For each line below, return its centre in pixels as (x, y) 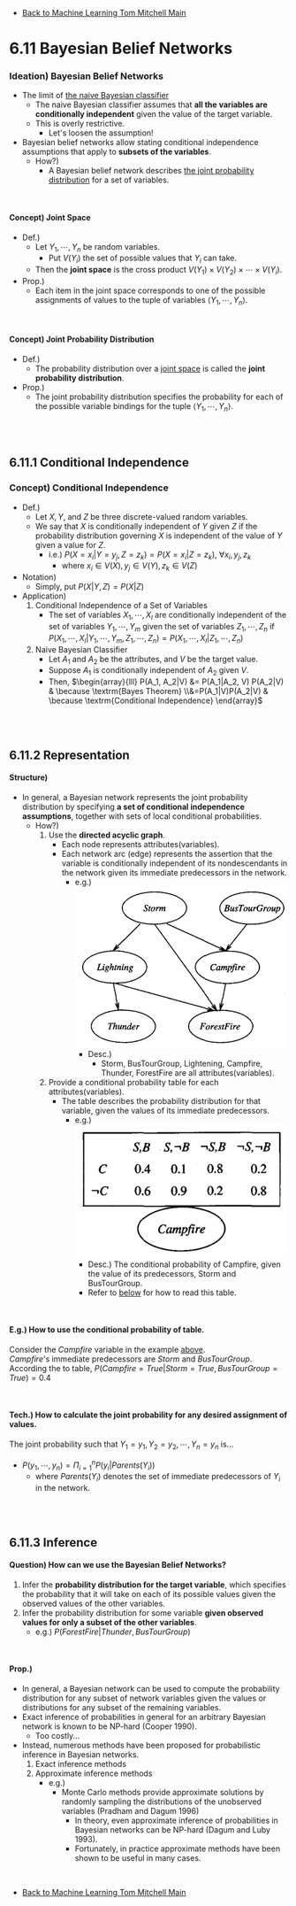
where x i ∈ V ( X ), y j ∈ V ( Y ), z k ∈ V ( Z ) (129, 567)
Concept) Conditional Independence (89, 488)
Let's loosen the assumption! (101, 133)
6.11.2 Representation (69, 755)
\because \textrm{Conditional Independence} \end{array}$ (156, 701)
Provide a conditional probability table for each (133, 1082)
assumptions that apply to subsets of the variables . (117, 152)
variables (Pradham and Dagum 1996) (130, 1810)
